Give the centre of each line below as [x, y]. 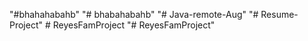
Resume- [279, 14]
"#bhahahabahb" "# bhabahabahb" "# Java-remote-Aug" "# [134, 14]
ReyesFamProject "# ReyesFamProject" [134, 25]
